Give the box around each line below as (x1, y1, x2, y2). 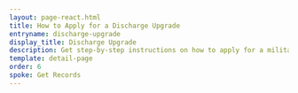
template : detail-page (9, 54, 93, 63)
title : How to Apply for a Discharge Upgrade (9, 21, 180, 30)
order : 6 (9, 63, 42, 72)
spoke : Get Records (9, 71, 82, 80)
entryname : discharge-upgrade (9, 29, 122, 38)
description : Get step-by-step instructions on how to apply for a (9, 46, 264, 55)
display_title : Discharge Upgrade (9, 37, 137, 47)
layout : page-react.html (9, 12, 101, 22)
